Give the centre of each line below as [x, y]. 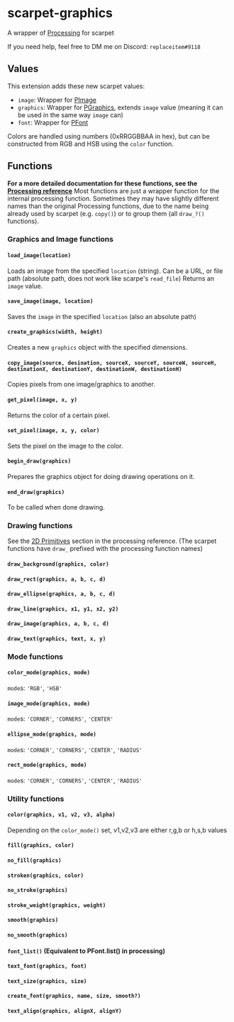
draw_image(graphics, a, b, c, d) [58, 624]
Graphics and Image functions [60, 240]
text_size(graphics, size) [47, 981]
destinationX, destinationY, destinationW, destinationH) [95, 369]
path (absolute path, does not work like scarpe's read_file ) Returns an [111, 278]
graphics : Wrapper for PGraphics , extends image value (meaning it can [120, 107]
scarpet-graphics [60, 13]
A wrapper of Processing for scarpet [61, 33]
